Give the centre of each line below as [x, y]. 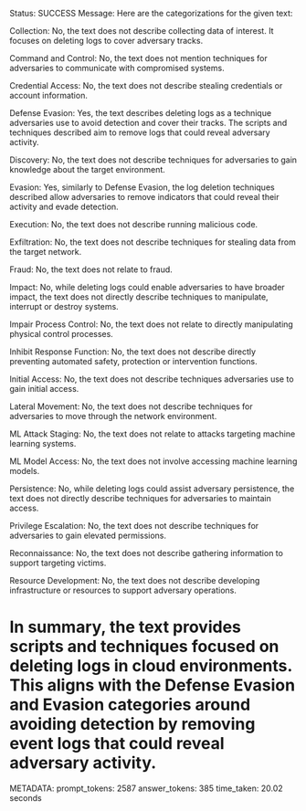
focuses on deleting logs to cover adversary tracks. [106, 41]
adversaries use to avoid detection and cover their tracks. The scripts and [148, 123]
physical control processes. [62, 334]
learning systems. [43, 443]
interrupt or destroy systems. [64, 306]
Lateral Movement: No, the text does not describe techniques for [131, 406]
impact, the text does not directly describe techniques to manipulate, [139, 297]
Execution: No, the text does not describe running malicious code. [134, 224]
